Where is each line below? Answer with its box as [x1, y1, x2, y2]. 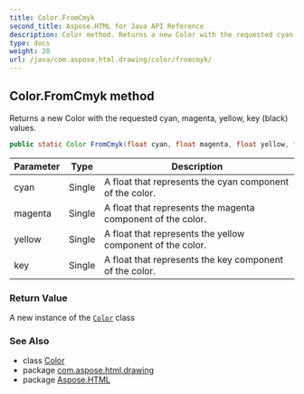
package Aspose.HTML [22, 374, 111, 385]
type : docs [9, 38, 51, 48]
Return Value [9, 291, 68, 304]
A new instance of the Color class [9, 312, 136, 323]
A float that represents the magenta [103, 201, 255, 213]
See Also [9, 334, 50, 347]
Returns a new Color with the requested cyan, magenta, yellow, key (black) [9, 112, 289, 123]
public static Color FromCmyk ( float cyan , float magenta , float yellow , [9, 139, 290, 149]
